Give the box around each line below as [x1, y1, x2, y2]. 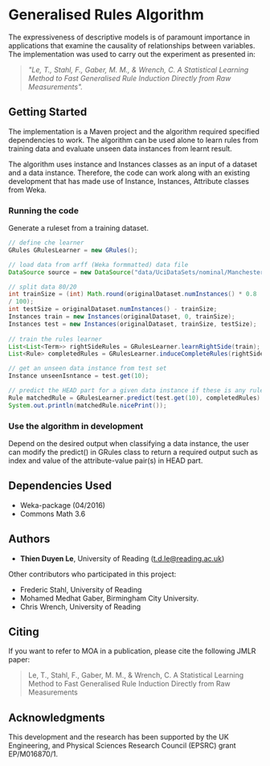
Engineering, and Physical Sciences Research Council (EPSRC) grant [8, 741, 236, 751]
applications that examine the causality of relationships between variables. [8, 40, 256, 50]
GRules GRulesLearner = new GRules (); [8, 246, 138, 254]
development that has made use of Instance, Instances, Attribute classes [8, 176, 249, 186]
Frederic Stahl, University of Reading [19, 584, 142, 594]
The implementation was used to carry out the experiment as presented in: [8, 49, 256, 59]
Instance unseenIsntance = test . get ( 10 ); [8, 372, 149, 380]
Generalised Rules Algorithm [8, 6, 205, 24]
